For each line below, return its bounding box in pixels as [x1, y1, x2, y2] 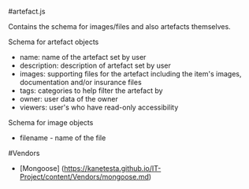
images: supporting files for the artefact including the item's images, [19, 69, 242, 78]
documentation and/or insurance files [19, 78, 142, 87]
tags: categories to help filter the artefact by [19, 86, 163, 95]
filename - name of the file [19, 133, 106, 143]
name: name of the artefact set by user [19, 53, 147, 61]
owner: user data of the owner [19, 94, 118, 103]
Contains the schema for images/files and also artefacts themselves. [8, 22, 231, 31]
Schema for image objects [8, 118, 94, 127]
